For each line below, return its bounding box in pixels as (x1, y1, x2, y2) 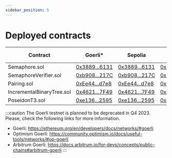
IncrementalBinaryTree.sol (8, 88, 71, 95)
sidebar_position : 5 (5, 7, 50, 13)
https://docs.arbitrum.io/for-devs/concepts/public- (48, 142, 155, 148)
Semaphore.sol (8, 63, 45, 70)
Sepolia (127, 51, 146, 58)
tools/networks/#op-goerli (12, 136, 69, 142)
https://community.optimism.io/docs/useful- (49, 130, 142, 136)
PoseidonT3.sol (8, 96, 46, 104)
